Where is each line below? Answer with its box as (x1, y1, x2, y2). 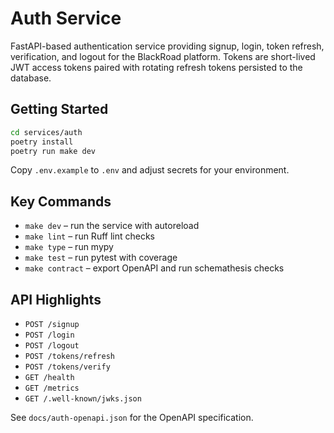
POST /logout (24, 341, 80, 351)
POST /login (24, 330, 75, 340)
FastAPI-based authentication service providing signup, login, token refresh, (10, 40, 325, 52)
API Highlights (10, 291, 102, 308)
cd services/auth (10, 127, 83, 137)
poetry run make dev (10, 146, 97, 156)
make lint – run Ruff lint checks (24, 230, 155, 242)
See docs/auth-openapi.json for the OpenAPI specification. (10, 412, 254, 423)
